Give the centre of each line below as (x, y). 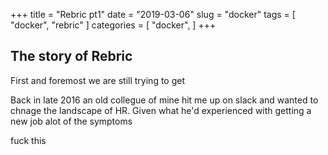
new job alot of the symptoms (71, 121)
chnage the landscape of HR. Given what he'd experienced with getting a (161, 110)
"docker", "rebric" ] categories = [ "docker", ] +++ (113, 25)
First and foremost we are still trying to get (98, 80)
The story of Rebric (71, 56)
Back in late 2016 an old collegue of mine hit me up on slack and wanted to (164, 100)
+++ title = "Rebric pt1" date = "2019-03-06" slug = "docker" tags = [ (153, 14)
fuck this (28, 140)
